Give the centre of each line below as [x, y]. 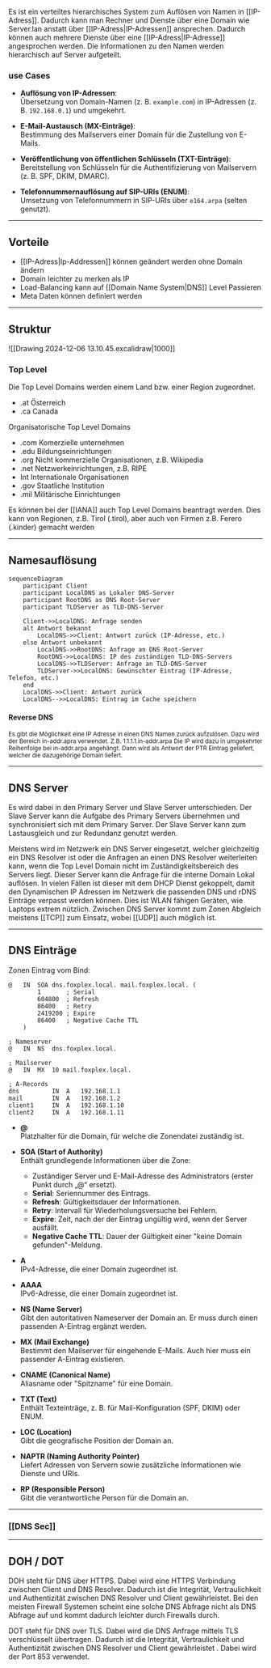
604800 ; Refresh [68, 999]
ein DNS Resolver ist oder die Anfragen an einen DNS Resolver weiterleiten [133, 858]
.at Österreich [43, 403]
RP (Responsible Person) [63, 1489]
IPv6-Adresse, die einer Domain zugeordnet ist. [99, 1293]
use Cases [29, 75]
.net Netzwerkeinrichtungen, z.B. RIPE [83, 469]
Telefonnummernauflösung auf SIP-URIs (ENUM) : [104, 192]
